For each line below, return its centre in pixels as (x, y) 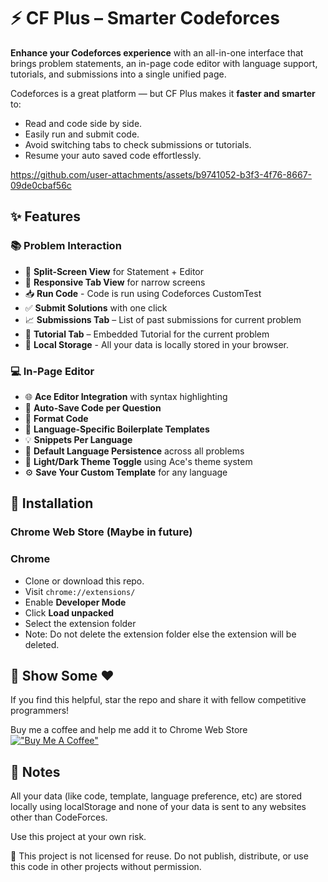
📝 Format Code (56, 418)
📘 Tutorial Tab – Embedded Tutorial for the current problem (147, 334)
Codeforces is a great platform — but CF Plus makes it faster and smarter (163, 93)
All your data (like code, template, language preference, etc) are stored (156, 796)
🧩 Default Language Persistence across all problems (134, 451)
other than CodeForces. (59, 817)
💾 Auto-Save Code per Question (93, 407)
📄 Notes (35, 771)
